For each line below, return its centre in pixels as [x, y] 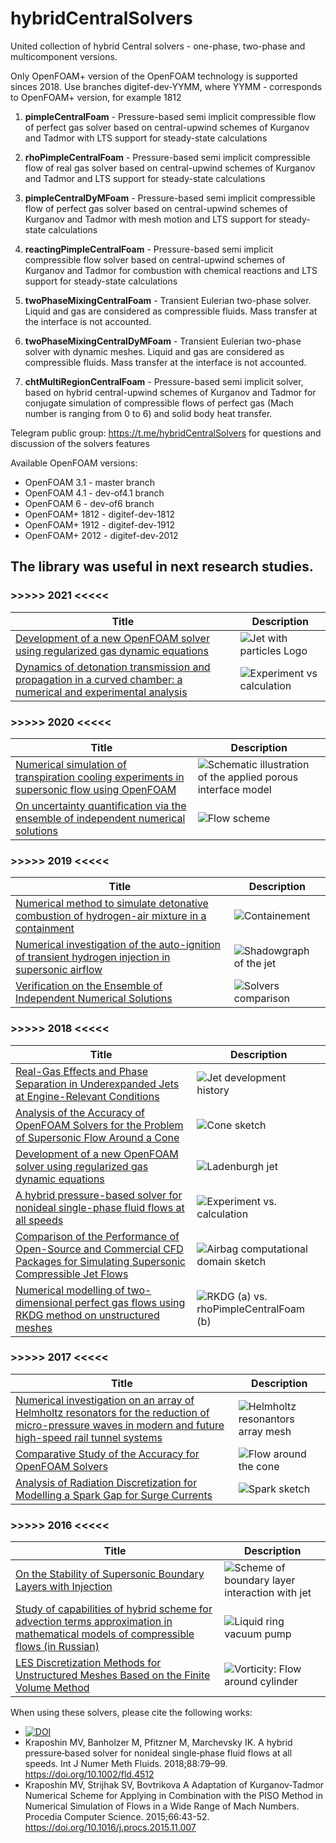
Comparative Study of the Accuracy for [107, 1454]
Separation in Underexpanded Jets [97, 1084]
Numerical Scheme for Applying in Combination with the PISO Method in [173, 1796]
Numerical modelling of [70, 1290]
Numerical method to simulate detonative [112, 904]
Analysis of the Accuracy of [80, 1112]
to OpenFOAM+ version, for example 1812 [96, 97]
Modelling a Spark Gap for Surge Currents [114, 1495]
